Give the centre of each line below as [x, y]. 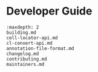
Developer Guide [49, 11]
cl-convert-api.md [29, 43]
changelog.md [23, 54]
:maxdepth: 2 [23, 27]
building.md [21, 32]
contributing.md [27, 59]
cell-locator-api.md [32, 38]
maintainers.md [25, 64]
